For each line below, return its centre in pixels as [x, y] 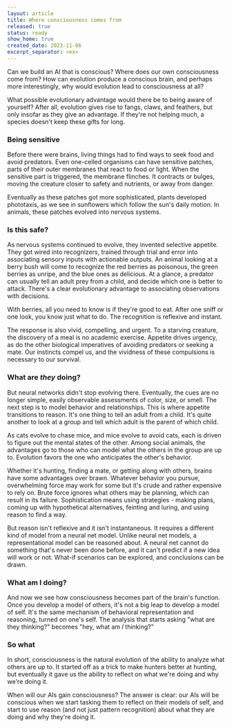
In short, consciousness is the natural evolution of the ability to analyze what [116, 660]
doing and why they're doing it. [51, 717]
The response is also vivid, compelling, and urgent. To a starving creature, [113, 330]
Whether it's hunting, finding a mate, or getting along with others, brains [110, 471]
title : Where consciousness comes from [65, 20]
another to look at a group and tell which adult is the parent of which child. [113, 422]
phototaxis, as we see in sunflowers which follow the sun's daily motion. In [113, 205]
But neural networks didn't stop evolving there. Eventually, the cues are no [113, 392]
